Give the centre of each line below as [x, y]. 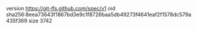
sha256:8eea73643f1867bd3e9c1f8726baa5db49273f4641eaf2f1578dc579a [99, 14]
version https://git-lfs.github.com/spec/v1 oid [61, 8]
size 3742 [40, 21]
